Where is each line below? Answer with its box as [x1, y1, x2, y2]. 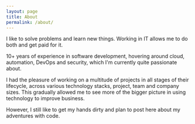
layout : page [6, 8, 38, 15]
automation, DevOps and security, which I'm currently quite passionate [6, 59, 177, 66]
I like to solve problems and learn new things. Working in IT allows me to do [6, 36, 189, 42]
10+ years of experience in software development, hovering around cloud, [6, 53, 185, 60]
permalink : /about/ [6, 19, 54, 25]
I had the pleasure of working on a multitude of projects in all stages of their [6, 76, 189, 83]
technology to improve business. [6, 95, 85, 102]
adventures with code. [6, 112, 60, 119]
